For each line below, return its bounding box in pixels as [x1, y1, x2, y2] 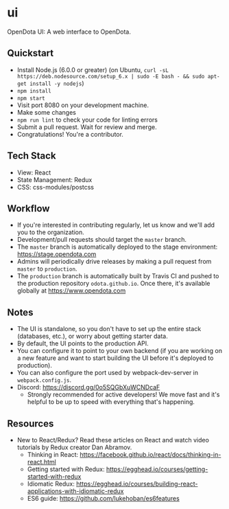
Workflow [7, 203, 50, 214]
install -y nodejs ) [29, 79, 84, 87]
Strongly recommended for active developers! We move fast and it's [27, 390, 220, 399]
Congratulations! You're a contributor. [16, 130, 123, 138]
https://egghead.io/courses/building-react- [76, 479, 198, 488]
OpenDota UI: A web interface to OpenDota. [7, 27, 132, 36]
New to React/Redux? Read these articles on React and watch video [16, 436, 209, 444]
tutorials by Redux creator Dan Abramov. [16, 443, 132, 451]
